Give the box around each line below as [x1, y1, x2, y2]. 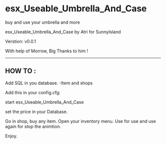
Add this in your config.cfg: [5, 89, 61, 95]
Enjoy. [5, 133, 18, 139]
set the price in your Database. [5, 108, 68, 114]
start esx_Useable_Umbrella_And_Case [5, 99, 84, 105]
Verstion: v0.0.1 [5, 38, 36, 44]
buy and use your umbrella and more [5, 19, 80, 25]
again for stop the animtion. [5, 123, 61, 129]
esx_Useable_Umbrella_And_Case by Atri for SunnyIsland [5, 29, 121, 35]
